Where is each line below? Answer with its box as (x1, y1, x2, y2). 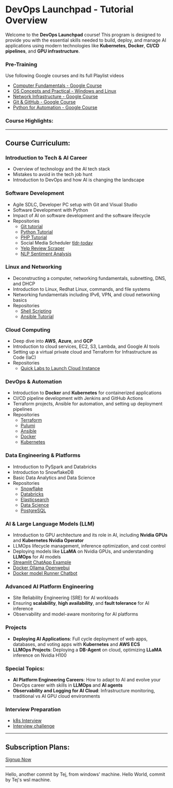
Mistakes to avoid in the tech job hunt (12, 171, 93, 178)
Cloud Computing (5, 326, 50, 333)
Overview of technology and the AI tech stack (12, 166, 110, 172)
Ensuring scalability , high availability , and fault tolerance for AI (12, 600, 150, 606)
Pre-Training (5, 61, 38, 68)
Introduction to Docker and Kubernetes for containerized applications (12, 390, 162, 396)
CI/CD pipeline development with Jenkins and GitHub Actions (12, 395, 143, 401)
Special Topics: (5, 665, 45, 672)
